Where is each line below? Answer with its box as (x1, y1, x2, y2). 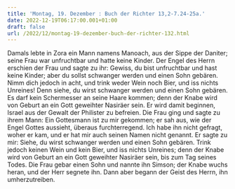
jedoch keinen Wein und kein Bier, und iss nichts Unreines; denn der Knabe (7, 146, 224, 154)
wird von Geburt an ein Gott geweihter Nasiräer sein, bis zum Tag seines (7, 153, 217, 162)
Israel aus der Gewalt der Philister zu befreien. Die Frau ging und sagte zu (7, 108, 221, 117)
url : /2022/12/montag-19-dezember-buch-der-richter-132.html (7, 29, 190, 37)
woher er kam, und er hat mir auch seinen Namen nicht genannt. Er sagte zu (7, 131, 228, 139)
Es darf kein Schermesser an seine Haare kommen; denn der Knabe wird (7, 94, 217, 102)
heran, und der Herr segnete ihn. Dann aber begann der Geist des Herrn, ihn (7, 168, 228, 176)
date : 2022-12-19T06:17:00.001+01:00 (7, 17, 118, 24)
